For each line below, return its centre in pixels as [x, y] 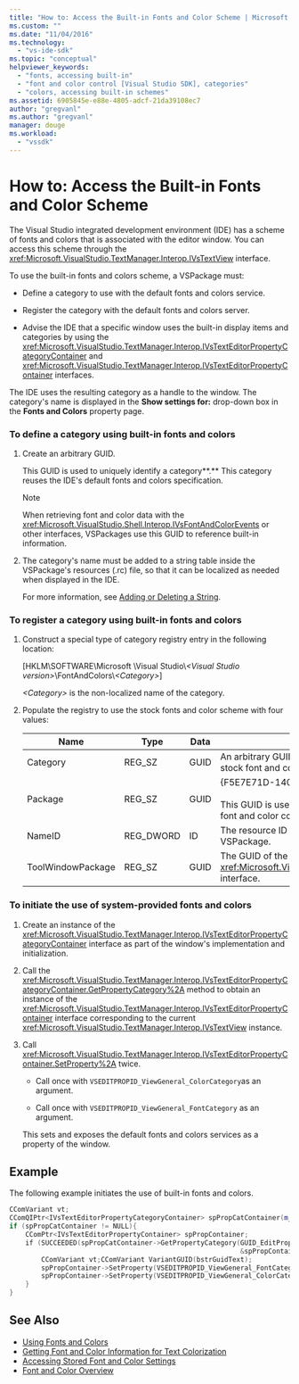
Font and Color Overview [68, 1370]
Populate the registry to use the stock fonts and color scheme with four [153, 710]
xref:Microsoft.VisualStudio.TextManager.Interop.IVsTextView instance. [152, 1027]
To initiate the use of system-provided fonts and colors [130, 905]
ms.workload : [33, 134]
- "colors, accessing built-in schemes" [93, 92]
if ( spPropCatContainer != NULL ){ [73, 1227]
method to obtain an [223, 989]
